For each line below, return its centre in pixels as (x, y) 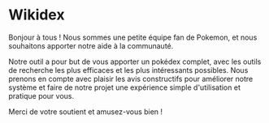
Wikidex (37, 15)
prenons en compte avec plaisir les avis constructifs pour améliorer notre (131, 78)
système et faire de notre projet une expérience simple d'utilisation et (125, 87)
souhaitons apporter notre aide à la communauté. (91, 45)
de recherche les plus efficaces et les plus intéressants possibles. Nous (128, 70)
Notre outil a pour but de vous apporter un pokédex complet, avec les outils (135, 61)
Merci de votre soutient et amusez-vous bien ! (86, 112)
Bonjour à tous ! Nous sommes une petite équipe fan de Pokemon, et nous (133, 37)
